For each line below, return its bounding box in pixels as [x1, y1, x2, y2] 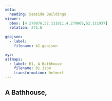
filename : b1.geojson [14, 43, 57, 48]
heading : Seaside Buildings [9, 12, 67, 17]
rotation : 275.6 [9, 25, 42, 30]
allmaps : [5, 57, 23, 61]
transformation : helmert [14, 70, 64, 76]
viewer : [5, 16, 21, 21]
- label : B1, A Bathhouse [9, 61, 62, 66]
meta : [5, 7, 16, 12]
